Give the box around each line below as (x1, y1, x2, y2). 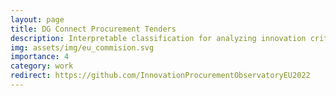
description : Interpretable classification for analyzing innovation (10, 33, 307, 43)
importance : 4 (10, 52, 70, 62)
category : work (10, 61, 74, 71)
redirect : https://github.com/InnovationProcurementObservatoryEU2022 (10, 71, 311, 81)
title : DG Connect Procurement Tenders (10, 24, 177, 34)
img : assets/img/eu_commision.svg (10, 42, 155, 53)
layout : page (10, 14, 65, 25)
